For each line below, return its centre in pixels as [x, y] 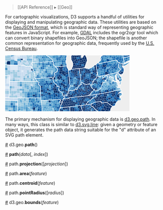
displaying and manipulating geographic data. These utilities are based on [81, 22]
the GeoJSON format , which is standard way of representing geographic [79, 27]
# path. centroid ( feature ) [30, 183]
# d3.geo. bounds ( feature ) [32, 202]
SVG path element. [24, 135]
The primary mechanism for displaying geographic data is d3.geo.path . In [80, 119]
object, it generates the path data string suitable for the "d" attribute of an [81, 130]
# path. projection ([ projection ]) [37, 164]
